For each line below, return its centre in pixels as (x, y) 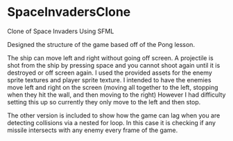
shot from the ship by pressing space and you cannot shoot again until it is (114, 65)
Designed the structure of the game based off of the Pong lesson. (101, 44)
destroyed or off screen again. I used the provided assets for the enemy (110, 73)
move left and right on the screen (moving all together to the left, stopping (113, 87)
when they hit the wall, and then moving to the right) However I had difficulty (116, 95)
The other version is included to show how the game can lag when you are (114, 115)
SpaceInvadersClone (69, 12)
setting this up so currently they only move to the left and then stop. (104, 102)
